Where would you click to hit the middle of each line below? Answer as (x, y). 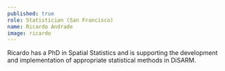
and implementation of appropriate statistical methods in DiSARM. (102, 61)
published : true (31, 14)
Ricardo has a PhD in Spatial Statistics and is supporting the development (113, 53)
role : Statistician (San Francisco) (60, 20)
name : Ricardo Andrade (40, 26)
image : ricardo (29, 33)
